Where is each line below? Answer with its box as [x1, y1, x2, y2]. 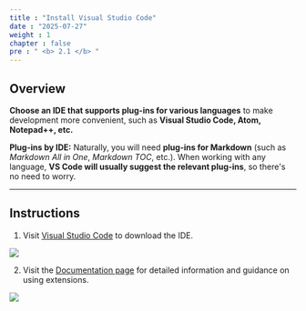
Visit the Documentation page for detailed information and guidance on [22, 265, 290, 276]
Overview [9, 81, 66, 96]
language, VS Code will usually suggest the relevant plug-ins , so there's [9, 161, 286, 172]
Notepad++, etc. [9, 124, 74, 135]
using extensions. [22, 274, 89, 285]
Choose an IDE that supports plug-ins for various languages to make [9, 105, 273, 115]
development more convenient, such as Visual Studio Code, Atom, [9, 115, 261, 125]
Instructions [9, 206, 80, 221]
